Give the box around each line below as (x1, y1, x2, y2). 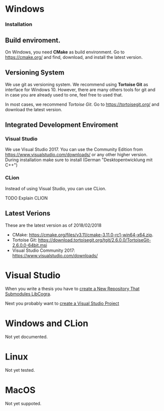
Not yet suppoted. (5, 401, 42, 407)
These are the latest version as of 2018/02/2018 (5, 222, 102, 228)
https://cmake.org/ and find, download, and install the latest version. (5, 54, 143, 60)
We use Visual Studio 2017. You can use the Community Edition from (5, 146, 143, 152)
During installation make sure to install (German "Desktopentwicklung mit (5, 157, 153, 163)
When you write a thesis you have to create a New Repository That (5, 286, 140, 292)
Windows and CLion (5, 317, 89, 329)
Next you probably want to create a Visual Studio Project (5, 300, 119, 307)
